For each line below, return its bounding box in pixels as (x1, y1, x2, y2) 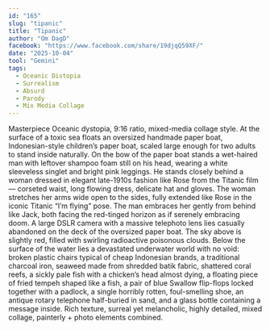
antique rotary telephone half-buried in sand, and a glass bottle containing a (8, 295, 261, 305)
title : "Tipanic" (8, 27, 67, 35)
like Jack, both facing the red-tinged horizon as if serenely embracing (8, 210, 240, 219)
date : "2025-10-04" (8, 49, 74, 57)
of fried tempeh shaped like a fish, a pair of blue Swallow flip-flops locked (8, 278, 254, 288)
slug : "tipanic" (8, 19, 63, 27)
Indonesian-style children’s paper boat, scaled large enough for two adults (8, 141, 256, 151)
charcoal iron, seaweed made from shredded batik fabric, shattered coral (8, 261, 251, 271)
